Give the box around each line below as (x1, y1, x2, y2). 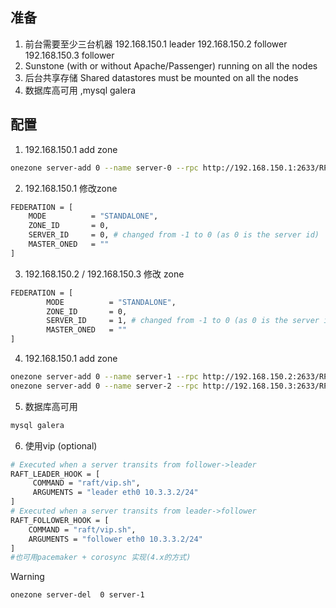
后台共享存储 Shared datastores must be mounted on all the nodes (24, 71, 299, 83)
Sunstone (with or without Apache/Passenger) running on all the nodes (24, 59, 318, 72)
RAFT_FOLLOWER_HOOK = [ (10, 515, 110, 525)
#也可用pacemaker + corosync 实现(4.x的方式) (10, 553, 192, 563)
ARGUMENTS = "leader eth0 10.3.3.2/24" (32, 488, 199, 498)
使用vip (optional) (24, 439, 98, 452)
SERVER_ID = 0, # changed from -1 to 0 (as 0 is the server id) (28, 230, 320, 240)
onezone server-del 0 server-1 (10, 590, 145, 600)
